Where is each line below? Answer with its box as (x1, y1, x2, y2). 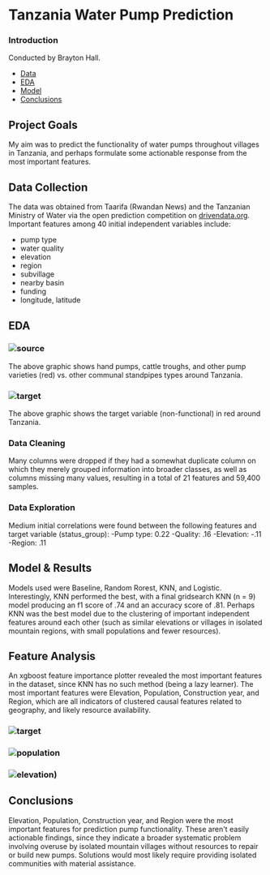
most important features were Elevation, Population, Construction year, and (8, 688, 259, 698)
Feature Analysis (8, 649, 96, 663)
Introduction (8, 35, 58, 46)
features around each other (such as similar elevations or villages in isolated (8, 617, 263, 627)
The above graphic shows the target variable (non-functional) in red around (8, 409, 261, 418)
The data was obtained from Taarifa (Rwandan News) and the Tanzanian (8, 202, 251, 212)
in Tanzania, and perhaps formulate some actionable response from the (8, 148, 247, 158)
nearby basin (19, 278, 65, 288)
